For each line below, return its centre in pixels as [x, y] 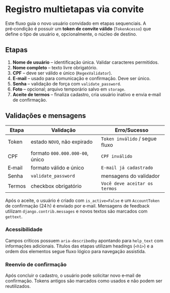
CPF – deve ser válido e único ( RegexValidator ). [62, 73]
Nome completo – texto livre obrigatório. [55, 67]
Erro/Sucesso [132, 130]
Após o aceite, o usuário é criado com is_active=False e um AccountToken [82, 200]
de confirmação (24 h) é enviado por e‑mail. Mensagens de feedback [78, 205]
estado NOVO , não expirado [61, 142]
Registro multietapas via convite [75, 9]
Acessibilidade [24, 230]
